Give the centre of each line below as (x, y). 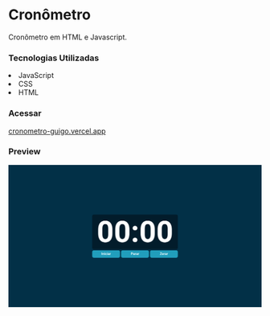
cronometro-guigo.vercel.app (57, 131)
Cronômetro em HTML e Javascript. (67, 37)
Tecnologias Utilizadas (54, 58)
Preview (25, 152)
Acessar (25, 113)
